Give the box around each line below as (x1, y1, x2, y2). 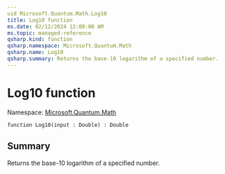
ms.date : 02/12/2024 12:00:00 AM (7, 23, 104, 30)
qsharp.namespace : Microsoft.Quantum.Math (7, 42, 132, 49)
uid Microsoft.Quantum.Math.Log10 (7, 10, 108, 17)
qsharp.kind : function (7, 36, 73, 43)
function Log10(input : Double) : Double (7, 121, 129, 128)
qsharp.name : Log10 (7, 49, 64, 56)
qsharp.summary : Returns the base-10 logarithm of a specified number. (7, 55, 219, 62)
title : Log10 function (7, 17, 73, 24)
